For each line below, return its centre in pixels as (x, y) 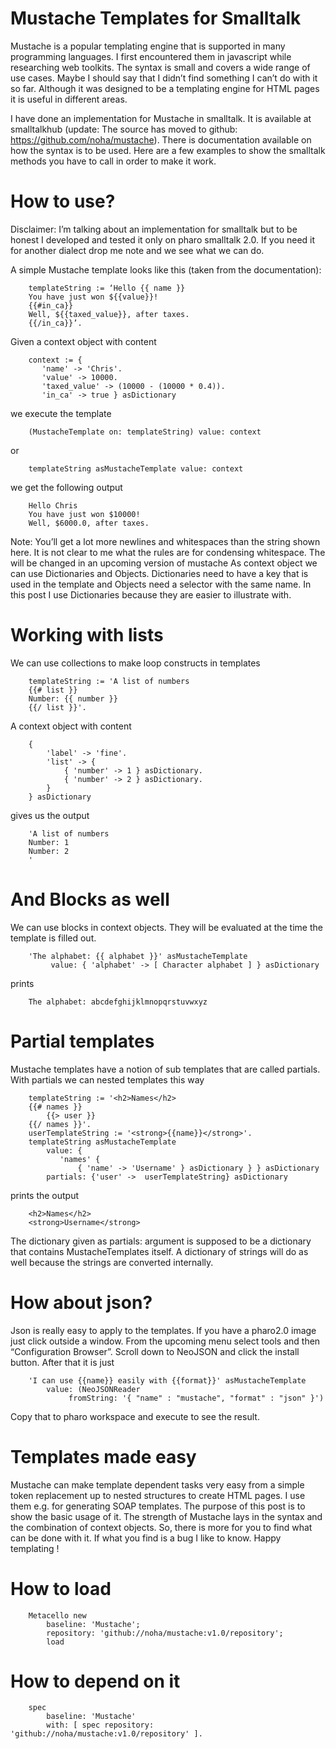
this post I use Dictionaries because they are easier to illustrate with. (151, 594)
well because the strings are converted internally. (112, 1262)
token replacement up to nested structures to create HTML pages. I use (158, 1495)
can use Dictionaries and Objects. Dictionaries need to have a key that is (159, 573)
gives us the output (50, 815)
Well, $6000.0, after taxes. (89, 523)
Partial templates (82, 1041)
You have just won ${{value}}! (93, 297)
